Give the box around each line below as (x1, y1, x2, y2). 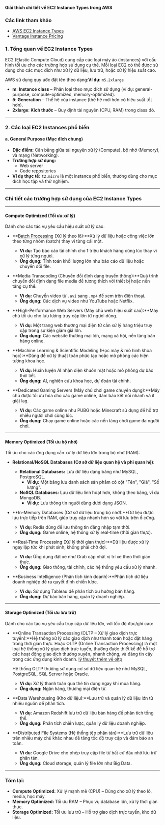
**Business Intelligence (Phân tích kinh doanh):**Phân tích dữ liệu (12, 574, 148, 579)
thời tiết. (19, 373, 36, 379)
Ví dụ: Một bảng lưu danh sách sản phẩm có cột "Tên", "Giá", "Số (27, 479, 160, 485)
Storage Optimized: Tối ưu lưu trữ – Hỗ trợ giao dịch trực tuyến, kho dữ (12, 809, 156, 815)
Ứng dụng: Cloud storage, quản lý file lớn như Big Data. (19, 760, 132, 766)
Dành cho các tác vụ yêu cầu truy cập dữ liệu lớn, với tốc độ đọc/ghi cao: (5, 620, 154, 626)
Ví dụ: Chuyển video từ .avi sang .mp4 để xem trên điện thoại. (19, 293, 146, 299)
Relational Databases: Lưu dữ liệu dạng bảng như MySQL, (19, 469, 138, 475)
